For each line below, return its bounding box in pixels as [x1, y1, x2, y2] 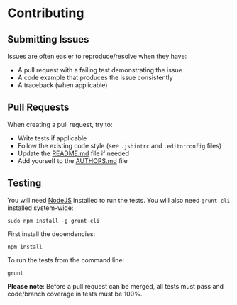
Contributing [7, 5, 84, 21]
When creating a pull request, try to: [7, 120, 113, 128]
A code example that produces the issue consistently [17, 73, 173, 82]
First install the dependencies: [7, 229, 96, 238]
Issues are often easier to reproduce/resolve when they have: [7, 52, 187, 60]
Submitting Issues [7, 33, 89, 45]
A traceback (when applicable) [17, 81, 108, 89]
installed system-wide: [7, 204, 74, 212]
